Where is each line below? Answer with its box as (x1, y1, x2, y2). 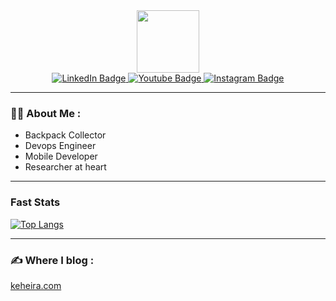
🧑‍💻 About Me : (10, 106, 82, 120)
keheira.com (10, 279, 62, 291)
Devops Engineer (24, 140, 97, 152)
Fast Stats (10, 195, 61, 209)
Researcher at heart (24, 161, 107, 173)
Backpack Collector (24, 129, 107, 141)
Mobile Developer (24, 150, 98, 163)
